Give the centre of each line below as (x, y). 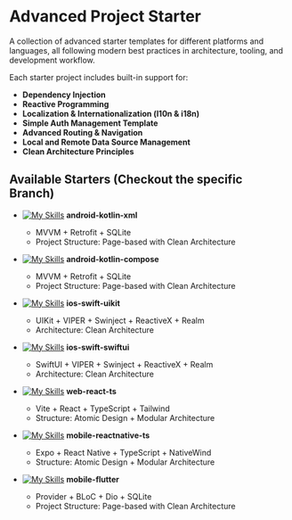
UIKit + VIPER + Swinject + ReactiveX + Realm (120, 320)
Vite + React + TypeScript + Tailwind (103, 409)
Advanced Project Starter (105, 17)
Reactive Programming (65, 103)
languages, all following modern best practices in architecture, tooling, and (146, 50)
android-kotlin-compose (113, 259)
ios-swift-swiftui (98, 347)
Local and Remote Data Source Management (106, 142)
